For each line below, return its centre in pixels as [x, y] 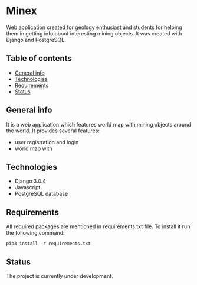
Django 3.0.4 [30, 181]
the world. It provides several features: [53, 131]
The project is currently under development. [60, 276]
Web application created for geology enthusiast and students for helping [94, 27]
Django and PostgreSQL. [36, 40]
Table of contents [39, 58]
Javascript [27, 187]
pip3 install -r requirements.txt [49, 244]
